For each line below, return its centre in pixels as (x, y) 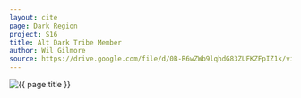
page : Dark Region (43, 26)
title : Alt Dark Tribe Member (66, 42)
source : (24, 59)
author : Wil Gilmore (48, 51)
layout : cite (34, 17)
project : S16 (34, 34)
